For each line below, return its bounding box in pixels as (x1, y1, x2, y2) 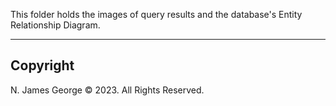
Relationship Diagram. (10, 19, 101, 31)
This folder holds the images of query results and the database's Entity (10, 9, 303, 20)
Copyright (10, 57, 75, 74)
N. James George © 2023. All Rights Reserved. (10, 84, 205, 96)
